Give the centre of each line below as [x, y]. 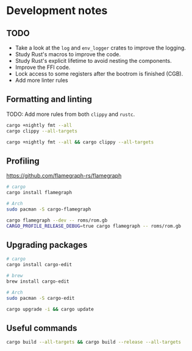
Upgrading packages [47, 245]
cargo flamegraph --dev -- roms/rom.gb [57, 220]
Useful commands [42, 328]
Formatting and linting [49, 99]
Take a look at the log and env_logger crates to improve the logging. [100, 48]
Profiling [23, 161]
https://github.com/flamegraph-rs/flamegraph [64, 176]
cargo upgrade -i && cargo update [50, 309]
